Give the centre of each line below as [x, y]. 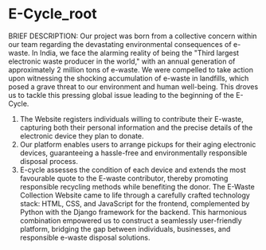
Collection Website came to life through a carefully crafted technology [135, 195]
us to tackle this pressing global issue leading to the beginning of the [121, 95]
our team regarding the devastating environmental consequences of [120, 44]
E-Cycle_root [53, 14]
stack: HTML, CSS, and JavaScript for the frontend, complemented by [135, 203]
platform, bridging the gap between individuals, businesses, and [125, 229]
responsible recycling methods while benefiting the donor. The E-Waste [137, 186]
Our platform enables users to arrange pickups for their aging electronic [138, 144]
